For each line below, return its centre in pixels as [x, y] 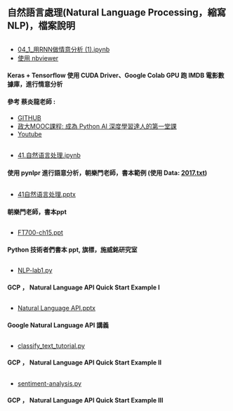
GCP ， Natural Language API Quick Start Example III [85, 400]
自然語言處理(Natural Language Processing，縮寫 [117, 13]
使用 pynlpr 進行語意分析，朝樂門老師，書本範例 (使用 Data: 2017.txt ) [107, 172]
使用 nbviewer [38, 58]
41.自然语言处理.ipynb [49, 155]
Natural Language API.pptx [56, 308]
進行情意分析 [44, 84]
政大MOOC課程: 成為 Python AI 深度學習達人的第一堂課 [97, 126]
